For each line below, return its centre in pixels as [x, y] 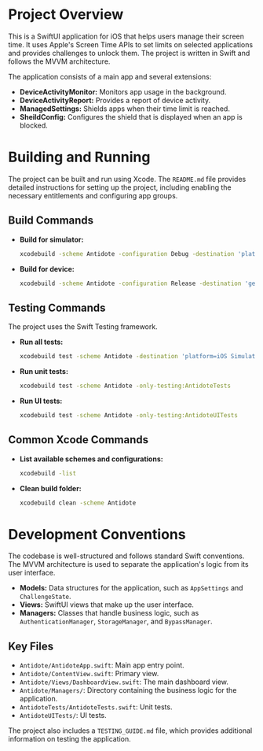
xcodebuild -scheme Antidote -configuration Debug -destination [127, 253]
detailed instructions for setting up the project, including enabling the [120, 187]
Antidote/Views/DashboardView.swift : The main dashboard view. [124, 682]
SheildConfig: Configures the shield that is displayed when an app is [131, 117]
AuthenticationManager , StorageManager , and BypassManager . [116, 622]
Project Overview [66, 15]
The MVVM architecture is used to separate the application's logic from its [128, 564]
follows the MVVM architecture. [59, 61]
